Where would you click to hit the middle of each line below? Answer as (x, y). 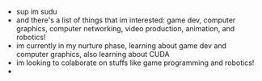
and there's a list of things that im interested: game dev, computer (126, 20)
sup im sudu (37, 12)
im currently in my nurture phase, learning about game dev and (121, 46)
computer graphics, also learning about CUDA (93, 54)
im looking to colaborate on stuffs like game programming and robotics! (135, 63)
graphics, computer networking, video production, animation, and (125, 28)
